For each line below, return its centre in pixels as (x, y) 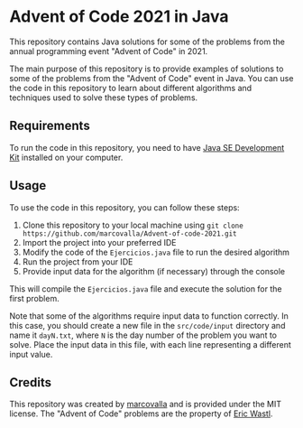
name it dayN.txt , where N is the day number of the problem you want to (143, 335)
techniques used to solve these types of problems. (104, 98)
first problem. (35, 298)
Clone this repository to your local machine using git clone (133, 225)
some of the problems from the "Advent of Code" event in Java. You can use (151, 78)
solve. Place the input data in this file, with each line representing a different (150, 344)
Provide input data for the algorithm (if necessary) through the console (154, 271)
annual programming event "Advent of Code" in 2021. (109, 51)
